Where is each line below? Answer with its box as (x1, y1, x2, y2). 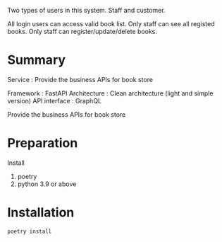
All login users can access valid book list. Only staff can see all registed (7, 20, 215, 28)
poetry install (7, 228, 52, 235)
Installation (7, 204, 75, 221)
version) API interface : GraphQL (7, 96, 102, 105)
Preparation (7, 135, 78, 151)
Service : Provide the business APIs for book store (7, 75, 154, 83)
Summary (7, 52, 66, 68)
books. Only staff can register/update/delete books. (7, 28, 157, 35)
